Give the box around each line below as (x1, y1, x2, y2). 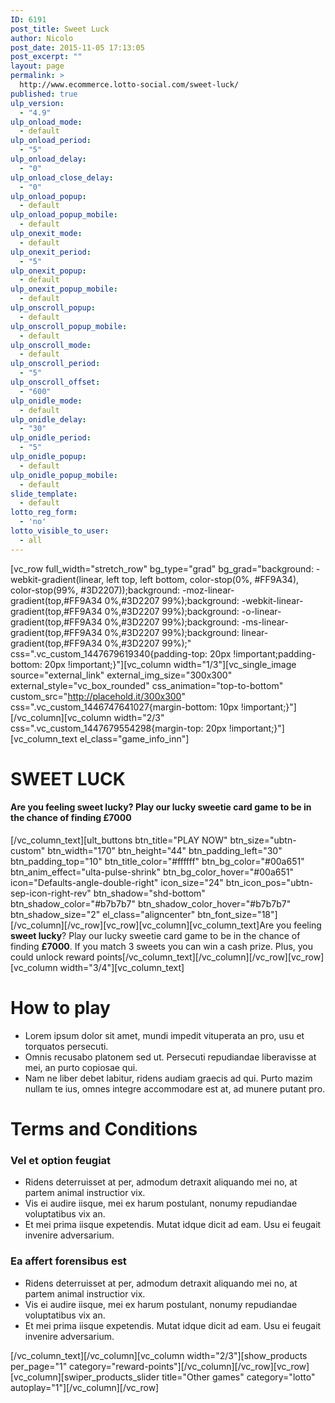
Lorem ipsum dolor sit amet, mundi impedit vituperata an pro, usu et (24, 1029, 305, 1041)
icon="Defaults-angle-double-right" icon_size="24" (10, 877, 224, 889)
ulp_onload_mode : (10, 117, 83, 127)
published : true (10, 89, 78, 99)
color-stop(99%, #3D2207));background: (10, 584, 181, 596)
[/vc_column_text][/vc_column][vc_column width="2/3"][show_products (10, 1349, 308, 1361)
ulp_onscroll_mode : (10, 340, 92, 350)
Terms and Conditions (10, 1118, 198, 1141)
